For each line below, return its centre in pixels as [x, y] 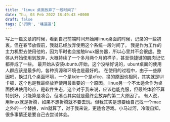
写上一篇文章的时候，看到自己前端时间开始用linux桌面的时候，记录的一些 [81, 39]
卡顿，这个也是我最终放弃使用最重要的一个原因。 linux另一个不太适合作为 [82, 83]
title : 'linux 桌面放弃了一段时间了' [41, 10]
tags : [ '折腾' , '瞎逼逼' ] [31, 24]
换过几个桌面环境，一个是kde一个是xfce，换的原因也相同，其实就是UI [91, 77]
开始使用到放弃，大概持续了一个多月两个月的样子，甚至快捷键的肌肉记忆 [89, 58]
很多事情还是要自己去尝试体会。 [38, 114]
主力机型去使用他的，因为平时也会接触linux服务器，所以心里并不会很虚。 [81, 51]
